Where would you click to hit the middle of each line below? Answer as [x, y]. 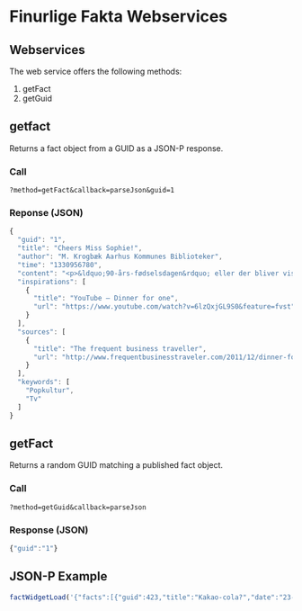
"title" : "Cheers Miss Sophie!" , [80, 248]
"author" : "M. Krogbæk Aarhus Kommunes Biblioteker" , [120, 257]
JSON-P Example [58, 576]
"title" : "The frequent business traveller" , [120, 348]
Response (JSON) [49, 530]
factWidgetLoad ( [40, 597]
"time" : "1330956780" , [60, 265]
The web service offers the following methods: [96, 71]
